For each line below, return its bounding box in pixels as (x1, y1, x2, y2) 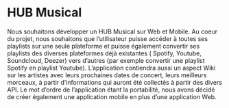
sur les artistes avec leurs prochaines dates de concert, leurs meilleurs (7, 70, 207, 79)
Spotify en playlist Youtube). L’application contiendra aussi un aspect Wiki (7, 64, 216, 72)
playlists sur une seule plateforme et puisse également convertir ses (7, 42, 200, 50)
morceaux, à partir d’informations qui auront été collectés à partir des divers (7, 78, 223, 86)
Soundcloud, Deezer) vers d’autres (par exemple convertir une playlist (7, 56, 205, 64)
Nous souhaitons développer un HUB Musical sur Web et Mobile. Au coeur (7, 27, 218, 36)
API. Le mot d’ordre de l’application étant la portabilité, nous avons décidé (7, 85, 215, 94)
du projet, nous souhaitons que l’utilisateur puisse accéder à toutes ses (7, 34, 208, 42)
